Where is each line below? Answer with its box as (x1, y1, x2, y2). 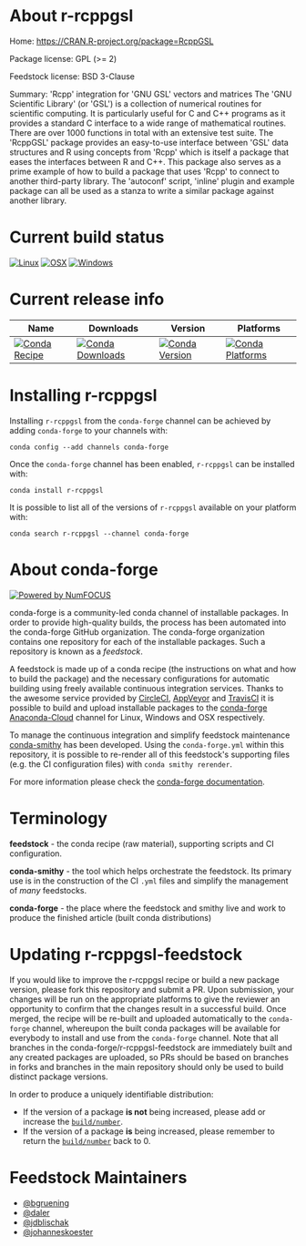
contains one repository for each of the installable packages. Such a (9, 636, 266, 647)
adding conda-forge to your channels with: (9, 424, 168, 435)
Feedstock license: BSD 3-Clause (9, 70, 135, 82)
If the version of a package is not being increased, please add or (22, 1106, 266, 1117)
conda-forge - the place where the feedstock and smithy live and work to (9, 903, 286, 914)
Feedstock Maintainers (9, 1167, 188, 1188)
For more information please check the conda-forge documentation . (9, 776, 266, 787)
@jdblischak (22, 1217, 69, 1228)
